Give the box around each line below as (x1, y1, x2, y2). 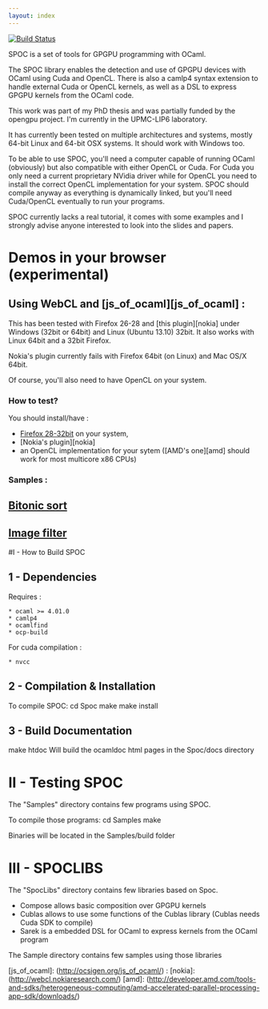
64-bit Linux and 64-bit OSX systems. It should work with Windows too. (8, 138, 246, 148)
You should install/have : (8, 413, 90, 423)
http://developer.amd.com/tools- (149, 975, 257, 984)
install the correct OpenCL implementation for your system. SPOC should (8, 179, 250, 189)
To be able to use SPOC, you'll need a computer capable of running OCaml (8, 154, 255, 163)
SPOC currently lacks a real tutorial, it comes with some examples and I (8, 211, 244, 221)
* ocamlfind (8, 621, 48, 629)
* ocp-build (8, 628, 48, 637)
